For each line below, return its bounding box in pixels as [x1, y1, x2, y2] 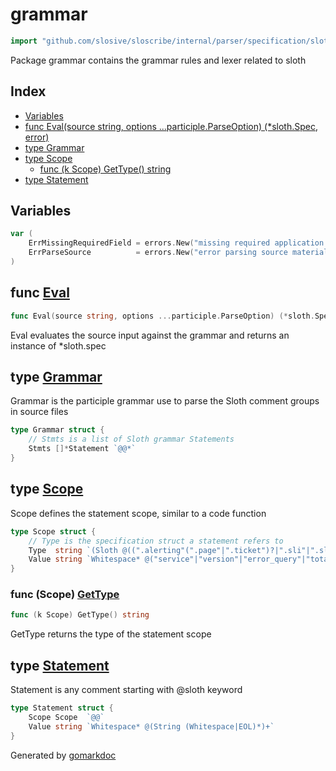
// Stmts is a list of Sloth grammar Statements [28, 434, 235, 445]
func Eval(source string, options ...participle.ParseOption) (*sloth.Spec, [24, 120, 318, 132]
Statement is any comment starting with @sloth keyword [10, 684, 243, 696]
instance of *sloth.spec [10, 339, 107, 352]
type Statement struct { [10, 703, 114, 713]
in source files [10, 406, 69, 418]
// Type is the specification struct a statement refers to [28, 536, 284, 546]
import [10, 36, 38, 46]
